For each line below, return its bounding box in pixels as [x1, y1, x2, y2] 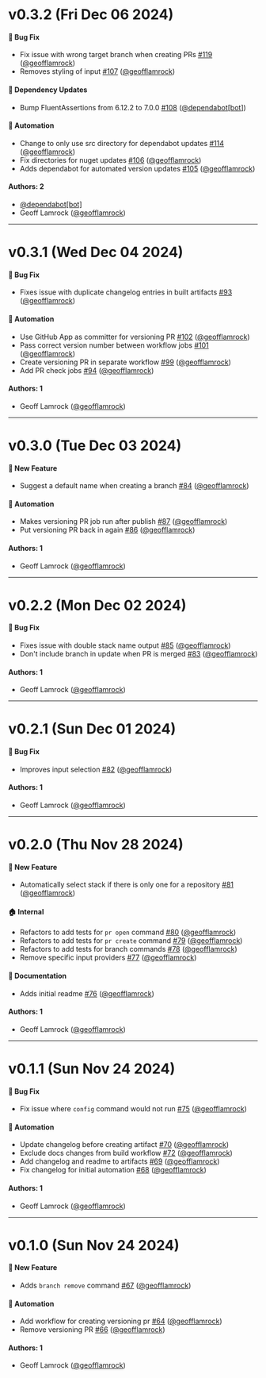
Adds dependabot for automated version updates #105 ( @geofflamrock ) [19, 164, 256, 173]
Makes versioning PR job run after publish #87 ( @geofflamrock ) [19, 517, 228, 526]
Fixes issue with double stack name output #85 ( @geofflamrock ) [19, 641, 231, 650]
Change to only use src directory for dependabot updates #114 [19, 138, 224, 148]
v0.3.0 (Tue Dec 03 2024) [8, 437, 182, 454]
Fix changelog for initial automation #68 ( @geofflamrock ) [19, 1165, 207, 1175]
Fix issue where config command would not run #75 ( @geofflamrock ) [19, 1104, 248, 1114]
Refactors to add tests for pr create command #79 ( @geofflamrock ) [19, 936, 243, 945]
